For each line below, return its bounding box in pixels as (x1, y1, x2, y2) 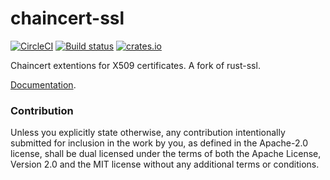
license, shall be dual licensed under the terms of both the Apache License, (10, 148, 322, 160)
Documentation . (10, 78, 77, 91)
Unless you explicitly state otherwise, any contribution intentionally (10, 127, 286, 139)
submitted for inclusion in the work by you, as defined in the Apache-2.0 (10, 137, 308, 149)
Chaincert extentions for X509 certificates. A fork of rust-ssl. (10, 59, 261, 71)
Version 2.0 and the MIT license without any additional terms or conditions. (10, 158, 320, 171)
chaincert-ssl (10, 7, 125, 30)
